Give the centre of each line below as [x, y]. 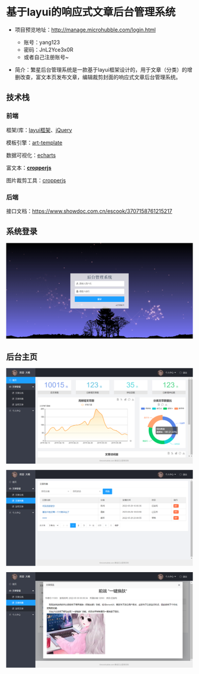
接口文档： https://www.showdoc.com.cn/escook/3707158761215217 [89, 211]
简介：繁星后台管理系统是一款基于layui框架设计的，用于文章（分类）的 [101, 69]
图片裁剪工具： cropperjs [36, 180]
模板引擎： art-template [34, 142]
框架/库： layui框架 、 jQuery [39, 130]
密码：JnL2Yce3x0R [49, 49]
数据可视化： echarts [31, 155]
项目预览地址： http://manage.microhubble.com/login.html [85, 30]
